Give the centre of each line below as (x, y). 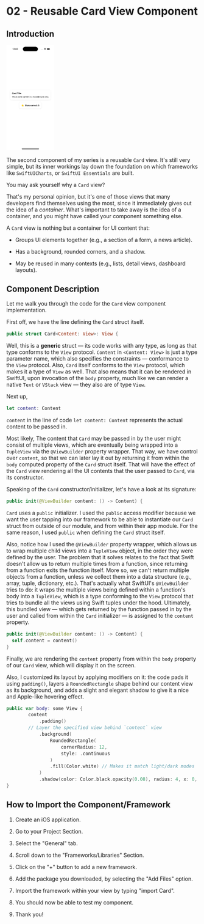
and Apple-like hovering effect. (45, 696)
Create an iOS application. (48, 820)
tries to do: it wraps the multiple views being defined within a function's (96, 589)
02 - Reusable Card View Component (102, 11)
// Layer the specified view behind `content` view (95, 728)
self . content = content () (45, 640)
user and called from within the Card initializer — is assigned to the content (100, 615)
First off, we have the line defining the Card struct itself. (75, 322)
